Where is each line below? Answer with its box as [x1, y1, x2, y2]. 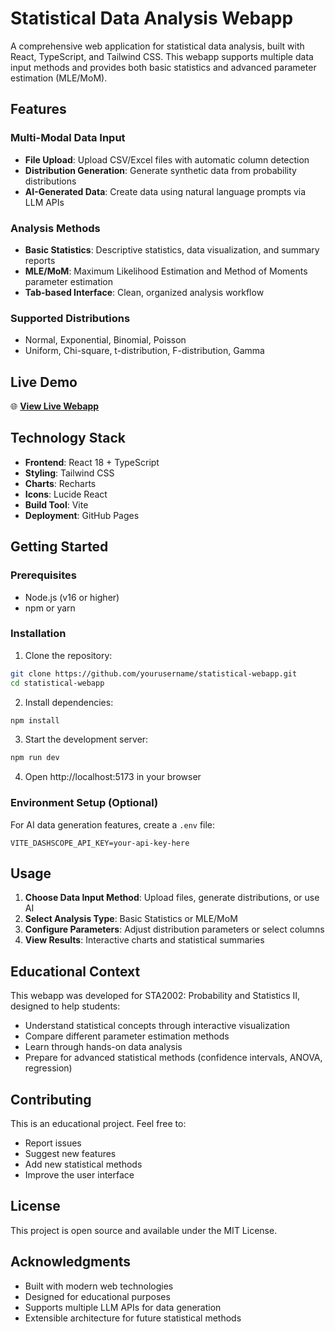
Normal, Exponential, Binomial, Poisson [24, 334, 187, 346]
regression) [24, 1062, 73, 1074]
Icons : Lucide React [24, 488, 108, 500]
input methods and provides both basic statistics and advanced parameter [10, 61, 317, 73]
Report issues [24, 1137, 82, 1149]
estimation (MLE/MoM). [10, 72, 108, 84]
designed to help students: [10, 1000, 121, 1012]
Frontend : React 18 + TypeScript [24, 456, 160, 468]
